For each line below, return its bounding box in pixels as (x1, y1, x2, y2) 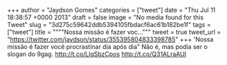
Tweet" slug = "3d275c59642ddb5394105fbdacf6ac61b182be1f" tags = (7, 21, 211, 28)
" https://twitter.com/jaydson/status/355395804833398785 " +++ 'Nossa (7, 35, 214, 44)
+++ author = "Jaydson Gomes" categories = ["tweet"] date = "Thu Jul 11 (7, 6, 216, 14)
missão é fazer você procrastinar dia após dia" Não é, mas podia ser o (7, 43, 208, 50)
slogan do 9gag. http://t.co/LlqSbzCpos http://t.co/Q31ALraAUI (7, 50, 187, 58)
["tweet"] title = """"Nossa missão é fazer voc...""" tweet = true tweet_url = (7, 28, 221, 36)
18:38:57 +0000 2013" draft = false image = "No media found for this (7, 13, 204, 21)
